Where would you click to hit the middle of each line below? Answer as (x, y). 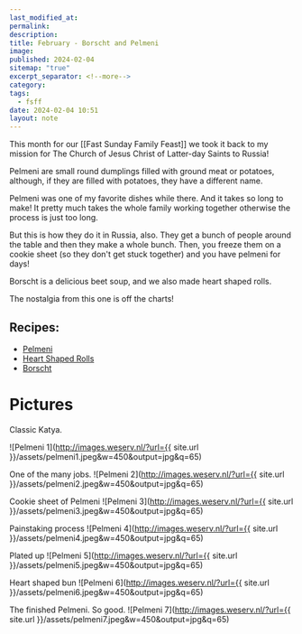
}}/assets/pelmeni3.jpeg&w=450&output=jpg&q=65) (106, 510)
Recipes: (35, 327)
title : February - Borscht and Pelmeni (84, 43)
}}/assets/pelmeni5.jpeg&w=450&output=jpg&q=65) (106, 564)
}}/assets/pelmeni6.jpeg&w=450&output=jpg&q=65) (106, 592)
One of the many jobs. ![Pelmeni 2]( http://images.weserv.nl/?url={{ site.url (147, 474)
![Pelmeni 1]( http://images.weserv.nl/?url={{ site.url (104, 447)
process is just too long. (54, 218)
